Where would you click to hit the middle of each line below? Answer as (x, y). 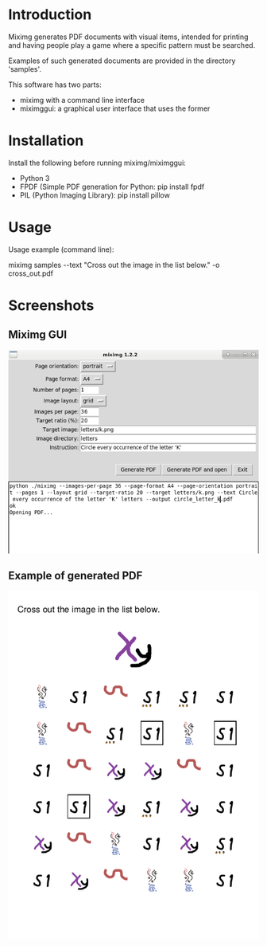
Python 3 (35, 178)
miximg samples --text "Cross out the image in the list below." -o (114, 265)
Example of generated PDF (75, 576)
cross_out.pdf (31, 273)
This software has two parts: (55, 84)
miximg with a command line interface (82, 100)
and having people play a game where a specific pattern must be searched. (132, 45)
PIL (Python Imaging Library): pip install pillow (95, 195)
